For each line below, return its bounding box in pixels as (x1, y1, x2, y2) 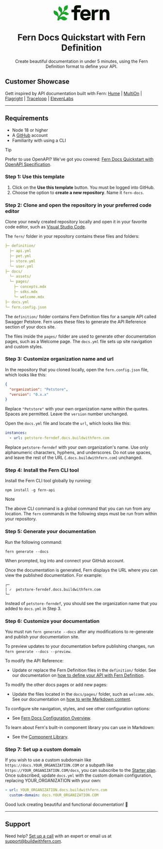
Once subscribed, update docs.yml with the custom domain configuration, (5, 772, 153, 778)
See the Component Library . (12, 734, 69, 739)
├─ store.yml (9, 259, 36, 263)
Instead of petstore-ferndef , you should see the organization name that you (5, 600, 158, 606)
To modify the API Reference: (5, 657, 64, 664)
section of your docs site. (5, 324, 56, 329)
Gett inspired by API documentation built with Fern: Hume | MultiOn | (5, 90, 142, 96)
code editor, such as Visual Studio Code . (5, 224, 86, 230)
